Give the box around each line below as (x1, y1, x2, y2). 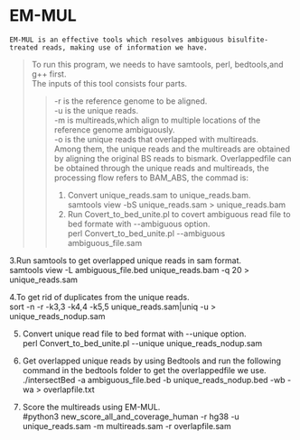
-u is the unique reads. (53, 105, 139, 115)
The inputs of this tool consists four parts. (31, 78, 188, 88)
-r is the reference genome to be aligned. (53, 96, 208, 106)
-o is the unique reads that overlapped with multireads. (53, 133, 259, 144)
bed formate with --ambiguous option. (67, 218, 211, 229)
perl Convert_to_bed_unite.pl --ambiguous (67, 227, 226, 239)
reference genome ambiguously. (53, 124, 175, 135)
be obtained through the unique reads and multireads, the (53, 162, 269, 173)
